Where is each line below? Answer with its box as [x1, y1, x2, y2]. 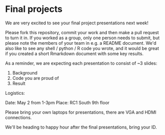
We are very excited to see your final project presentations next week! [5, 20, 149, 26]
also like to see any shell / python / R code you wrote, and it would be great [5, 45, 159, 51]
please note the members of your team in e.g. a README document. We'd [5, 40, 157, 46]
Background [12, 69, 38, 75]
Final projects [5, 3, 63, 15]
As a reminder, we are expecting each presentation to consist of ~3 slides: [5, 60, 158, 66]
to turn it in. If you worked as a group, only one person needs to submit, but [5, 35, 160, 41]
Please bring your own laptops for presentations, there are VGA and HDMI [5, 109, 157, 115]
